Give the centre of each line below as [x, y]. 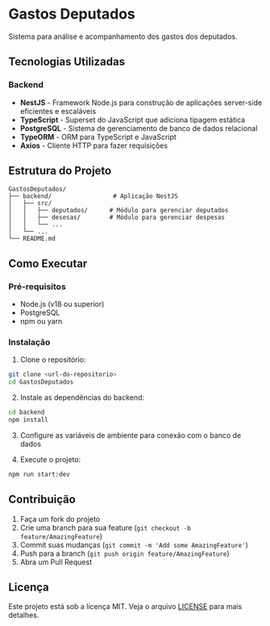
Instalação [29, 342]
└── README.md [32, 239]
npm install [28, 420]
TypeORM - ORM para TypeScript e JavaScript [98, 137]
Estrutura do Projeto [60, 171]
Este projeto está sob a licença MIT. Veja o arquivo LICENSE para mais [125, 607]
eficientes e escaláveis [58, 111]
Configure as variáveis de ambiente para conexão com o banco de [131, 435]
